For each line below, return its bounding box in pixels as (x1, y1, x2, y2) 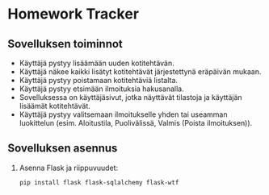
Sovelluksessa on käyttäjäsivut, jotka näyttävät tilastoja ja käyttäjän (19, 93, 243, 102)
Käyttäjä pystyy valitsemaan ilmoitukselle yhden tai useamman (19, 110, 228, 119)
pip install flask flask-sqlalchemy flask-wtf (19, 178, 179, 186)
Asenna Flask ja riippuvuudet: (19, 163, 119, 172)
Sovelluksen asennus (7, 142, 118, 156)
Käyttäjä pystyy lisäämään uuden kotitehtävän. (19, 58, 174, 68)
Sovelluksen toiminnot (7, 37, 123, 51)
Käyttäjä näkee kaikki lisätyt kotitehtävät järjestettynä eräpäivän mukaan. (19, 67, 262, 77)
